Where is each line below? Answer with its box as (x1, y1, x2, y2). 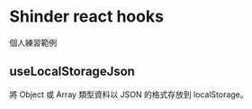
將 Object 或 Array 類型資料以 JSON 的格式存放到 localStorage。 (9, 88, 249, 100)
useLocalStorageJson (9, 64, 135, 79)
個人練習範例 (9, 37, 57, 48)
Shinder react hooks (9, 6, 165, 27)
